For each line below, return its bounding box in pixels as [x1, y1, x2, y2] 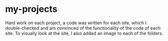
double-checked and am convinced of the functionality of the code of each [5, 25, 161, 31]
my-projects [5, 3, 58, 15]
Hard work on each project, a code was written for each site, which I [5, 20, 146, 26]
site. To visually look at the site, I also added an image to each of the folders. [5, 30, 163, 36]
